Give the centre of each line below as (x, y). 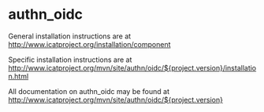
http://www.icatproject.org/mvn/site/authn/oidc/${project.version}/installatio (132, 67)
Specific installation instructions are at (70, 60)
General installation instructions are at (70, 36)
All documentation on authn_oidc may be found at (89, 91)
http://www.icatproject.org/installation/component (89, 44)
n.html (19, 76)
